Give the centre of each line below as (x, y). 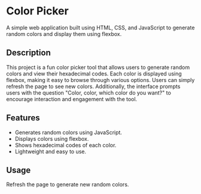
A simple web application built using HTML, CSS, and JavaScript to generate (100, 28)
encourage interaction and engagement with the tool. (72, 99)
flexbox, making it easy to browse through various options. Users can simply (100, 80)
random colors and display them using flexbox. (64, 34)
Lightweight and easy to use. (51, 151)
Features (23, 118)
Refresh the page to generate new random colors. (68, 184)
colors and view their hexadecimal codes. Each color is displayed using (94, 74)
